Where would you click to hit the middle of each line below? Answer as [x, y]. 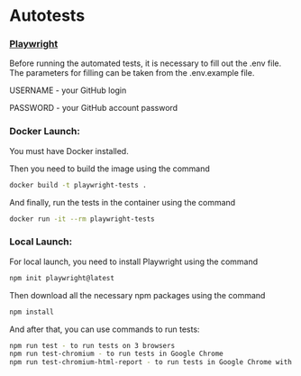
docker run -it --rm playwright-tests [82, 219]
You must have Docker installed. [69, 151]
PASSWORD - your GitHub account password [94, 108]
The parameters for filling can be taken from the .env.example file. [132, 73]
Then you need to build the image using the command [109, 169]
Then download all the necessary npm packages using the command [137, 295]
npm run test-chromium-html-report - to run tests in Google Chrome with [151, 362]
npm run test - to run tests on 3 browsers [92, 345]
